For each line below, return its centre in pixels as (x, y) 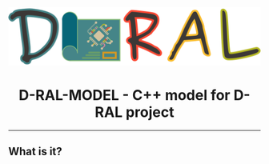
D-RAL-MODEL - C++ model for (124, 96)
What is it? (35, 152)
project (150, 112)
